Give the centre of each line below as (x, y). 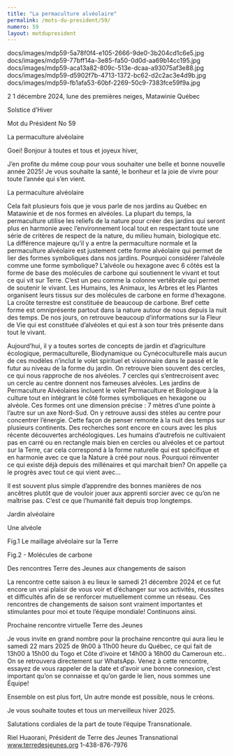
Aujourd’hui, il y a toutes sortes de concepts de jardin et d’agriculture (107, 346)
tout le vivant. (27, 332)
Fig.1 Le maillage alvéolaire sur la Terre (63, 541)
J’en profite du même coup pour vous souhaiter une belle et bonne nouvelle (116, 164)
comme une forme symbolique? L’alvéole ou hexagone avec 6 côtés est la (114, 266)
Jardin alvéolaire (31, 514)
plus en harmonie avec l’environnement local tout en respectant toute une (113, 229)
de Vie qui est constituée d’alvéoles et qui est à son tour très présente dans (116, 325)
